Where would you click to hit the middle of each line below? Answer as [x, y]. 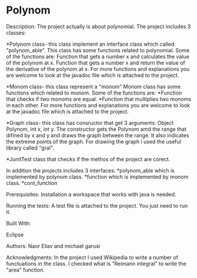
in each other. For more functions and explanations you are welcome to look [98, 105]
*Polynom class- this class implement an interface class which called [90, 44]
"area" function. [26, 270]
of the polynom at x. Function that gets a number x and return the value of [96, 63]
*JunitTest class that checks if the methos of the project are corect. [88, 159]
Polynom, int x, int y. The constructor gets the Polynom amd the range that [96, 129]
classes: [16, 32]
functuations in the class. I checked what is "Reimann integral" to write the [96, 263]
